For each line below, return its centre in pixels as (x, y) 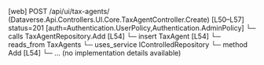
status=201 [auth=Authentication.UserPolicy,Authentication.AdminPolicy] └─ (132, 28)
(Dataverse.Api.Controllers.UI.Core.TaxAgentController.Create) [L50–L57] (126, 20)
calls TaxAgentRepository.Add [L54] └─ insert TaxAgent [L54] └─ (115, 36)
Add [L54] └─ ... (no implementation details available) (95, 53)
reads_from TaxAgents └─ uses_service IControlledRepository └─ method (128, 45)
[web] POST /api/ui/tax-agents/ (59, 11)
